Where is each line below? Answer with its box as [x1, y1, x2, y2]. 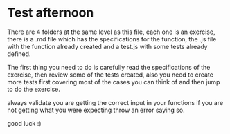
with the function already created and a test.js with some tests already [7, 42, 208, 50]
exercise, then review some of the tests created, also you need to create [7, 70, 213, 79]
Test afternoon [7, 5, 94, 21]
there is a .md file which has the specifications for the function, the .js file [7, 35, 217, 43]
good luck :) [7, 119, 42, 127]
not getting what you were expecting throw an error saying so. [7, 106, 185, 114]
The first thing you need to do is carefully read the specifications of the [7, 63, 211, 71]
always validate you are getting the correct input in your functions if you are [7, 98, 224, 106]
